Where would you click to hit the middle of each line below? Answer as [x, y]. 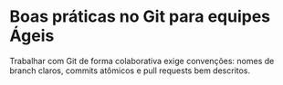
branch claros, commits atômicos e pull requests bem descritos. [130, 71]
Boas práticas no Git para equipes [140, 17]
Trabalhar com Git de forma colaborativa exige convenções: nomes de [142, 61]
